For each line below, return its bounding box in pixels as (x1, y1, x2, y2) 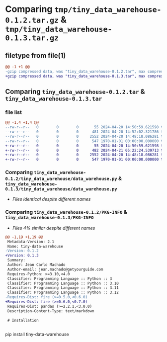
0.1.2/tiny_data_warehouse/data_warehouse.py (5, 176, 118, 182)
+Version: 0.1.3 (5, 253, 39, 258)
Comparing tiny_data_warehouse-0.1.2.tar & (5, 87, 145, 96)
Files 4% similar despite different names (12, 225, 95, 231)
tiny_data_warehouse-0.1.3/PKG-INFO (5, 215, 94, 221)
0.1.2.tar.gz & (5, 14, 67, 25)
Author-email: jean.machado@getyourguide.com (7, 267, 103, 272)
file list (5, 108, 22, 115)
